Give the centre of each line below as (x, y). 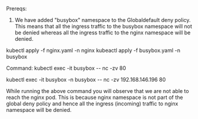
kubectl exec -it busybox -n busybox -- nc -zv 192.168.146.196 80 (86, 80)
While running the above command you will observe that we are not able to (98, 91)
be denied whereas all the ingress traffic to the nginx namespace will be (103, 33)
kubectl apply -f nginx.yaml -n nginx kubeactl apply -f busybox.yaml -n (93, 50)
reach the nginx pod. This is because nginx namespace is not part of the (95, 97)
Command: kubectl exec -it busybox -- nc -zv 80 (66, 68)
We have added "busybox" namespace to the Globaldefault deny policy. (103, 20)
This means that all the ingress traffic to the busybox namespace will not (103, 26)
